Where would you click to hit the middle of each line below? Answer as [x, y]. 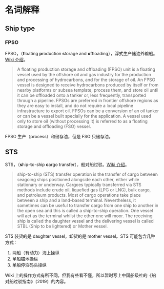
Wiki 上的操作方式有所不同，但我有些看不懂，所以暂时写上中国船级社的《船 [81, 275]
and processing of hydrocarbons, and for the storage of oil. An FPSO [86, 80]
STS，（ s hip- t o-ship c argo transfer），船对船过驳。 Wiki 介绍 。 [67, 165]
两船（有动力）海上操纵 [36, 252]
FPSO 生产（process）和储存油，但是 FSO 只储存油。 [59, 136]
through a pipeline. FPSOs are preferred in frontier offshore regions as [88, 100]
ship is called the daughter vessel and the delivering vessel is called [85, 221]
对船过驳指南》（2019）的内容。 [37, 281]
